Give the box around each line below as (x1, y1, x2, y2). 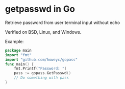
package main (5, 48, 32, 53)
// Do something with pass (14, 75, 69, 80)
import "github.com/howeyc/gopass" (5, 57, 78, 62)
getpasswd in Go (5, 3, 75, 15)
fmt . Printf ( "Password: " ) (14, 66, 67, 71)
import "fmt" (5, 52, 32, 57)
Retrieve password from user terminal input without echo (5, 20, 120, 25)
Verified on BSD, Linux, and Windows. (5, 29, 82, 35)
